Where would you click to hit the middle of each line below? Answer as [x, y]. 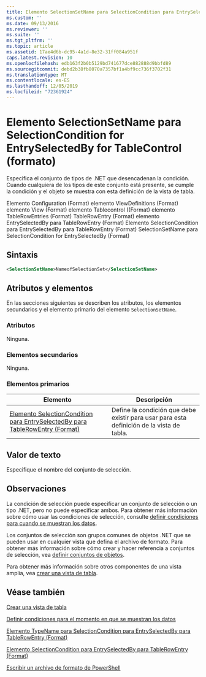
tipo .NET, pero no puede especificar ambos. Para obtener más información [102, 510]
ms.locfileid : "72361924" [39, 92]
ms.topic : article [30, 47]
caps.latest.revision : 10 [39, 58]
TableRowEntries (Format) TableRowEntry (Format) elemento [83, 216]
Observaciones [36, 489]
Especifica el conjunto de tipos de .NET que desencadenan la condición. [98, 178]
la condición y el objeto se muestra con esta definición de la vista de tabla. [101, 191]
